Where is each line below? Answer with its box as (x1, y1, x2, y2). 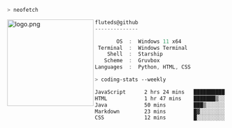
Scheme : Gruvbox (104, 57, 160, 64)
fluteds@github (95, 19, 139, 26)
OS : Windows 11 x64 (116, 38, 182, 45)
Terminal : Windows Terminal (97, 44, 188, 51)
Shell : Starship (106, 51, 164, 58)
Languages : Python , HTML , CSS (95, 64, 191, 71)
